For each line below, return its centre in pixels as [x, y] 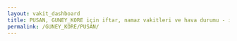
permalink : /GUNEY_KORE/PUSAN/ [53, 26]
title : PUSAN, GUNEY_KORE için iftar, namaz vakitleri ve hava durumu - [116, 20]
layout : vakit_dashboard [44, 14]
